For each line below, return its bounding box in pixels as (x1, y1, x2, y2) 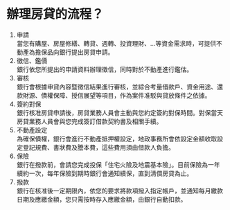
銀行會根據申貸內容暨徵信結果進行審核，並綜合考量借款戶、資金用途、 (16, 82, 218, 91)
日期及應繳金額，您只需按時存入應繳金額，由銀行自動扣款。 (16, 195, 187, 203)
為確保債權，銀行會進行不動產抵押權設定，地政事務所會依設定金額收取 (16, 134, 218, 143)
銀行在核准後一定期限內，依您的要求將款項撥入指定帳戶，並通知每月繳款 (16, 186, 223, 195)
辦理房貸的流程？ (6, 6, 105, 22)
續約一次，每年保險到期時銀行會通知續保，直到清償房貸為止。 (16, 169, 193, 177)
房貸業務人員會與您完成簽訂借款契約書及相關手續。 (16, 117, 163, 125)
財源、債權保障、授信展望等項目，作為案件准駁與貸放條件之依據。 (22, 91, 211, 99)
